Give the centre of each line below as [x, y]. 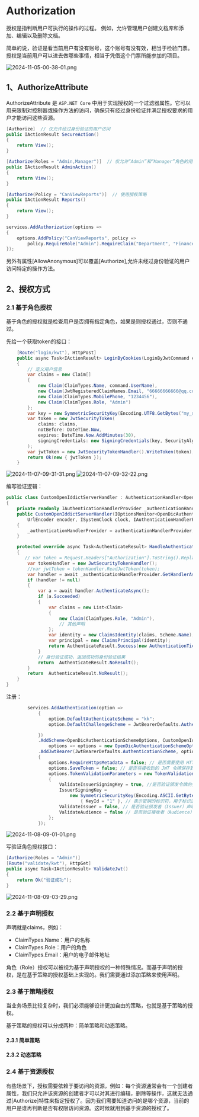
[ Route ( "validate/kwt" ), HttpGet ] [49, 863]
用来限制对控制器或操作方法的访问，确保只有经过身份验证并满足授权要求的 [97, 110]
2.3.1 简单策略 [23, 1040]
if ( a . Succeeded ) [59, 597]
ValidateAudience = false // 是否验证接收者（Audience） [126, 812]
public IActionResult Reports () [46, 200]
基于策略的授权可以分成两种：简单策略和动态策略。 [68, 1026]
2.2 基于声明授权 [30, 913]
